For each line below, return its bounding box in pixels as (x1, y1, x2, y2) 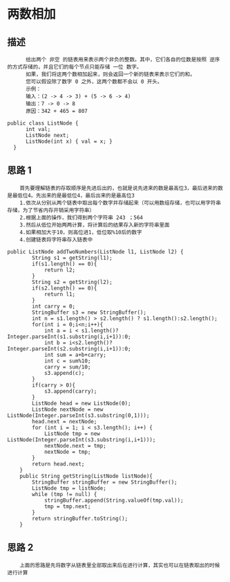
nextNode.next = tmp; (44, 442, 107, 449)
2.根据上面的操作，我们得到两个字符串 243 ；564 (19, 214, 144, 221)
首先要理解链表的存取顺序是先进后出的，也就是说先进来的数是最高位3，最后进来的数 (19, 184, 223, 191)
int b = (44, 339, 67, 346)
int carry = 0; (32, 303, 76, 310)
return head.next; (32, 460, 85, 468)
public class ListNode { (7, 120, 79, 127)
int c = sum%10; (44, 358, 91, 364)
